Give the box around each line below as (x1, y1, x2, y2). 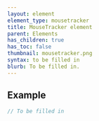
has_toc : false (7, 43, 52, 50)
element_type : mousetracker (7, 17, 90, 24)
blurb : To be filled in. (7, 63, 80, 70)
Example (7, 89, 46, 101)
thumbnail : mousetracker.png (7, 50, 93, 57)
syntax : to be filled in (7, 57, 80, 64)
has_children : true (7, 37, 65, 44)
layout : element (7, 10, 55, 18)
